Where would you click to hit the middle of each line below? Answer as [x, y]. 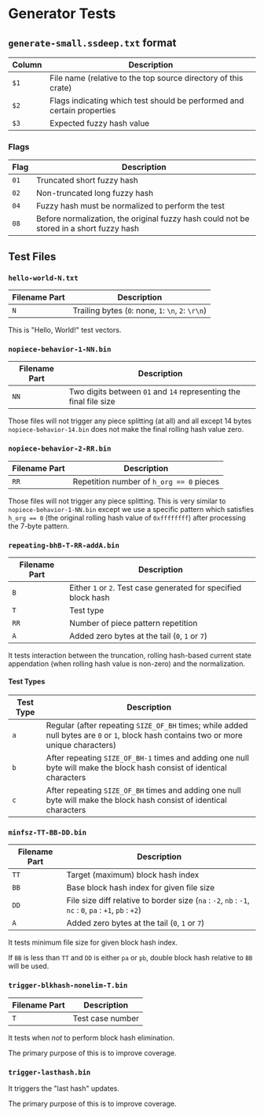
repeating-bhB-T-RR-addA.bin [64, 545]
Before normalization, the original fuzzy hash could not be [143, 219]
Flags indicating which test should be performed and [147, 101]
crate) [61, 88]
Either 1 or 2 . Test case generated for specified [156, 587]
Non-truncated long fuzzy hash [95, 193]
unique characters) [81, 746]
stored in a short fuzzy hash [88, 229]
